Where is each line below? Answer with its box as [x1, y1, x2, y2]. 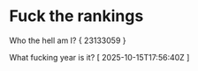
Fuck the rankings [9, 6, 144, 26]
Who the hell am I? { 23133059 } [9, 35, 126, 46]
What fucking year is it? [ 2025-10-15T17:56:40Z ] [9, 52, 190, 62]
